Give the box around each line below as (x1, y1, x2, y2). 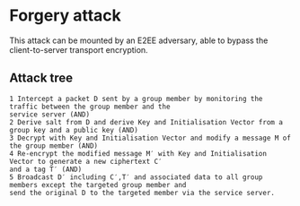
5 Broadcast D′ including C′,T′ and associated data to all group (9, 172, 263, 182)
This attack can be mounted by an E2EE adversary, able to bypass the (9, 35, 269, 46)
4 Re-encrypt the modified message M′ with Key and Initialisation (9, 149, 268, 158)
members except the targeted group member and (9, 180, 187, 189)
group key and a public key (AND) (9, 125, 139, 134)
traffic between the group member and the (9, 102, 171, 111)
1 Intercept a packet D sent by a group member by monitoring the (9, 94, 263, 103)
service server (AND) (9, 109, 91, 119)
